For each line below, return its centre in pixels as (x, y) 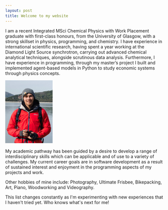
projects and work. (25, 172)
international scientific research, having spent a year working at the (75, 46)
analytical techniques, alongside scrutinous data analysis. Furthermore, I (80, 57)
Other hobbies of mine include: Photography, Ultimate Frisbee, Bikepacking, (83, 182)
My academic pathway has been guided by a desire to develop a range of (81, 151)
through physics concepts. (33, 73)
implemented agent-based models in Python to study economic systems (80, 68)
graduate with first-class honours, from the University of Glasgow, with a (80, 36)
